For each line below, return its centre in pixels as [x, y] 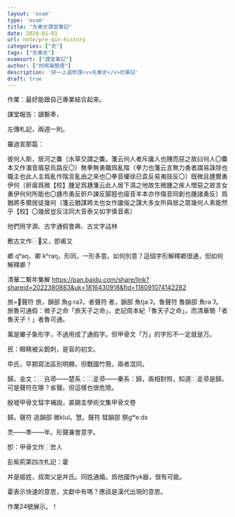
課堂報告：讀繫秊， [35, 114]
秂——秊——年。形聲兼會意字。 [53, 432]
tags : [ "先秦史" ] [31, 53]
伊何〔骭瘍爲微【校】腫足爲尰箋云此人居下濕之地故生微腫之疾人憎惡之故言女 [117, 185]
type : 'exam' [26, 20]
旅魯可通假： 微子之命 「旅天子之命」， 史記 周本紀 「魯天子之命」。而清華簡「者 [117, 311]
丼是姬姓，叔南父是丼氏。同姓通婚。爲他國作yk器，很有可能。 [97, 477]
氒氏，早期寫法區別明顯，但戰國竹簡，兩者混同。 [78, 364]
